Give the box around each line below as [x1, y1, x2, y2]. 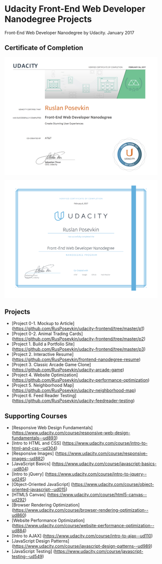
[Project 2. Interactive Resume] [11, 352, 74, 357]
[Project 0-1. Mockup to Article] [11, 321, 75, 326]
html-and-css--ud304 [11, 445, 56, 451]
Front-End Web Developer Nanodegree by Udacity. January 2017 [4, 30, 134, 35]
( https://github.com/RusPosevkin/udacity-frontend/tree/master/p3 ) [11, 346, 146, 352]
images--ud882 [11, 456, 44, 461]
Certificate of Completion [4, 44, 83, 52]
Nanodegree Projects [4, 14, 92, 25]
